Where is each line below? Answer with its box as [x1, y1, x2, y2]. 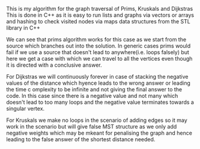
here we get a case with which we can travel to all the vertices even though [6, 55, 193, 62]
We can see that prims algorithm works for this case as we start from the [6, 36, 187, 43]
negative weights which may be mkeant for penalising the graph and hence [6, 129, 192, 136]
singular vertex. [6, 105, 45, 112]
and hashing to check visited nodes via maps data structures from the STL [6, 18, 190, 25]
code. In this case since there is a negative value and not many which [6, 93, 178, 99]
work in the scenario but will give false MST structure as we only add [6, 123, 177, 130]
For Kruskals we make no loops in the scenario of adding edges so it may [6, 117, 187, 124]
